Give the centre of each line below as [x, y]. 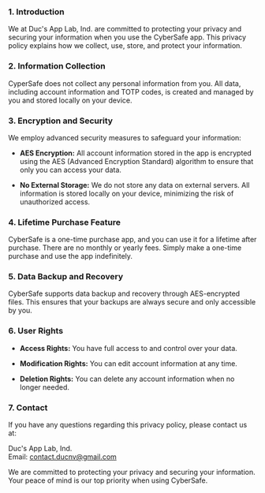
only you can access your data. [71, 170]
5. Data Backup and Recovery [66, 277]
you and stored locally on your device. [70, 100]
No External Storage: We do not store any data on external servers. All [134, 185]
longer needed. [44, 387]
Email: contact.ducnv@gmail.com [62, 457]
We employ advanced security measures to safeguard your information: [125, 137]
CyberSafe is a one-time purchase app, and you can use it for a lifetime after [132, 240]
